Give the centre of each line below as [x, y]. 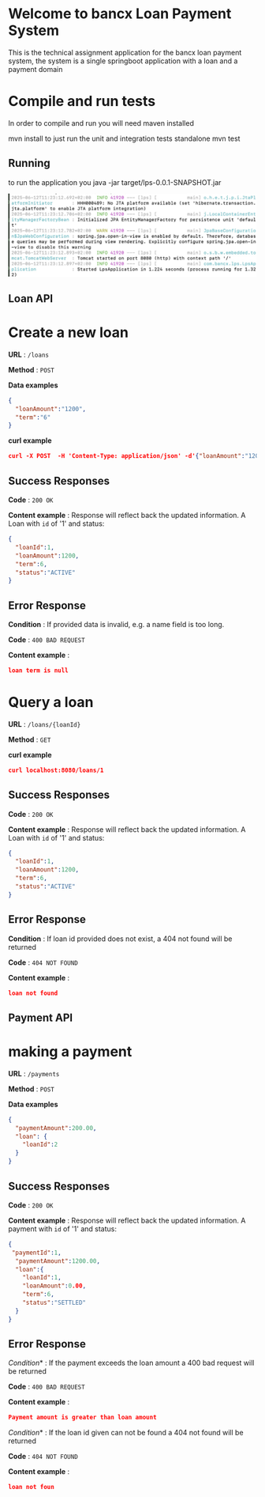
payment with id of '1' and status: [62, 1229]
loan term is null [38, 671]
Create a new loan [68, 333]
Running [30, 163]
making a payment [70, 1052]
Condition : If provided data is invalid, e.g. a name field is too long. [116, 625]
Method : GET [30, 739]
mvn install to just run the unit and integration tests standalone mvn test [124, 138]
